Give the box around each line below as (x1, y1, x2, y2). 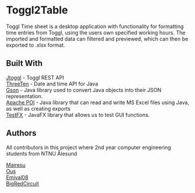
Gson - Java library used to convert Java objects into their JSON (6, 86, 162, 94)
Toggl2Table (6, 4, 68, 17)
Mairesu (6, 161, 26, 168)
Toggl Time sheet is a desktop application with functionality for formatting (6, 23, 184, 30)
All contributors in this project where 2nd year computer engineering (6, 144, 171, 151)
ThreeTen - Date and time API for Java (6, 80, 98, 87)
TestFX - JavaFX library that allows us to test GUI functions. (6, 111, 150, 118)
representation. (6, 92, 43, 99)
